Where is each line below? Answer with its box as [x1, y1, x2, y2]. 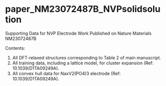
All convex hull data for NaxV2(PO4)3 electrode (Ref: [12, 70, 121, 76]
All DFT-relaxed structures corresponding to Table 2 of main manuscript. [12, 54, 162, 60]
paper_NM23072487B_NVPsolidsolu [5, 3, 161, 15]
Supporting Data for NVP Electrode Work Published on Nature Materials [5, 30, 152, 36]
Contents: [5, 45, 25, 51]
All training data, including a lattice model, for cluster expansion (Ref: [12, 60, 154, 66]
